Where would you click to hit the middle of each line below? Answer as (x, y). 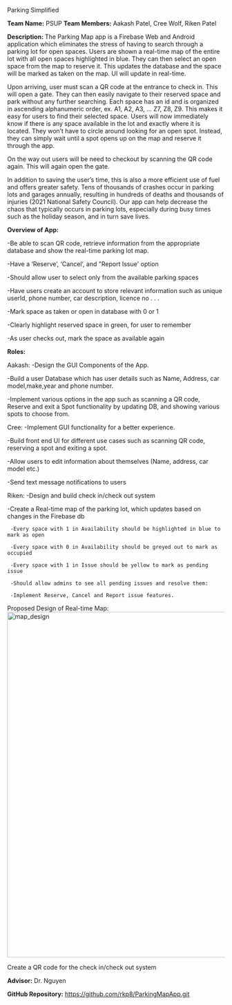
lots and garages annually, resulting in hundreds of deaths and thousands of (116, 194)
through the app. (31, 145)
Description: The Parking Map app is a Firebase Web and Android (101, 37)
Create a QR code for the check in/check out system (82, 967)
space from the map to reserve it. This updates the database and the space (115, 66)
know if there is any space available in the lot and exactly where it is (104, 123)
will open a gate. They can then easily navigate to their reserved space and (114, 94)
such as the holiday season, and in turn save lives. (79, 216)
